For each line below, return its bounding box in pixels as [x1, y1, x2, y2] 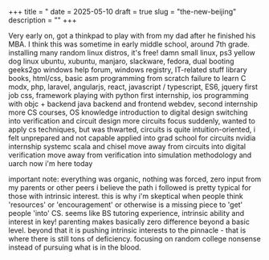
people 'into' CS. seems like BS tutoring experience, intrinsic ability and [8, 209, 245, 217]
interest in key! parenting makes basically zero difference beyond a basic [8, 217, 251, 226]
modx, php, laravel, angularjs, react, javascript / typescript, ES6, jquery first [8, 82, 259, 91]
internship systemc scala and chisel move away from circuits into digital [8, 142, 247, 151]
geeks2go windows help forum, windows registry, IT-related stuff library [8, 65, 247, 75]
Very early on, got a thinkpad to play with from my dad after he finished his [8, 31, 256, 40]
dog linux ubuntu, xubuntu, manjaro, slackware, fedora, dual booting [8, 56, 234, 66]
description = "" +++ [8, 15, 78, 25]
